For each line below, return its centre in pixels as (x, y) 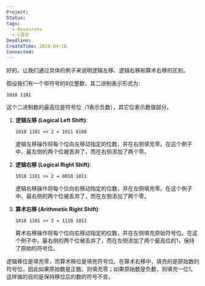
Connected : (20, 52)
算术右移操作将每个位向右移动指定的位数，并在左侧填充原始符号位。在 (104, 233)
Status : (16, 18)
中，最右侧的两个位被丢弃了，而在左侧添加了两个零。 (82, 196)
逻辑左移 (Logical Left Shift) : (51, 120)
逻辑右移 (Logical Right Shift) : (53, 164)
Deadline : (19, 41)
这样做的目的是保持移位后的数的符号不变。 (60, 276)
